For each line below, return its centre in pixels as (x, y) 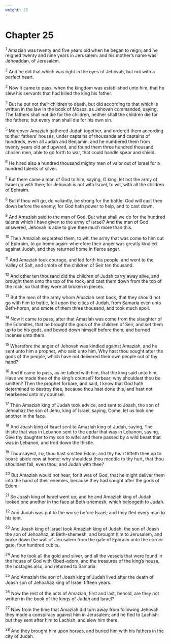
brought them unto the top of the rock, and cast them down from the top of (83, 281)
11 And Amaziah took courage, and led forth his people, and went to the (79, 259)
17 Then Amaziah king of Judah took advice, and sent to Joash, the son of (82, 405)
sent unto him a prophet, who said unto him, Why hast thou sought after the (84, 351)
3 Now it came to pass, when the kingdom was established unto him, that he (85, 87)
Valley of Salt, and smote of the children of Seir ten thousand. (70, 265)
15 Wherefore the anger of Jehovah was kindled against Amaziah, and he (81, 345)
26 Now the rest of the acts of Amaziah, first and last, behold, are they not (82, 593)
